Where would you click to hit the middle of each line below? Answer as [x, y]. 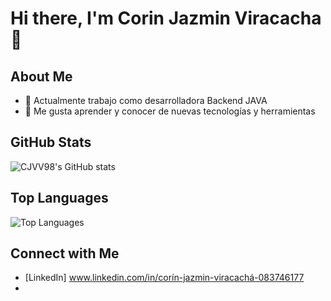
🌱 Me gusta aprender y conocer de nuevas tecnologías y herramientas [170, 111]
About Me [41, 76]
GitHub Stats [51, 142]
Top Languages [59, 198]
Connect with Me [65, 253]
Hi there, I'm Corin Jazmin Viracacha [166, 18]
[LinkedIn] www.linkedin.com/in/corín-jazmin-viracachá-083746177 [164, 278]
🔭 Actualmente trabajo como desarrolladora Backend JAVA [146, 100]
